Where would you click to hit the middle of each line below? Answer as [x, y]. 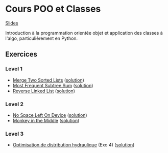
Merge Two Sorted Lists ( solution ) [48, 80]
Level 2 [15, 104]
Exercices [21, 54]
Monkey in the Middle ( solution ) [46, 120]
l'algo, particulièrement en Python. [42, 38]
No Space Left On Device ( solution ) [50, 115]
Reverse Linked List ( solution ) [44, 91]
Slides [12, 23]
